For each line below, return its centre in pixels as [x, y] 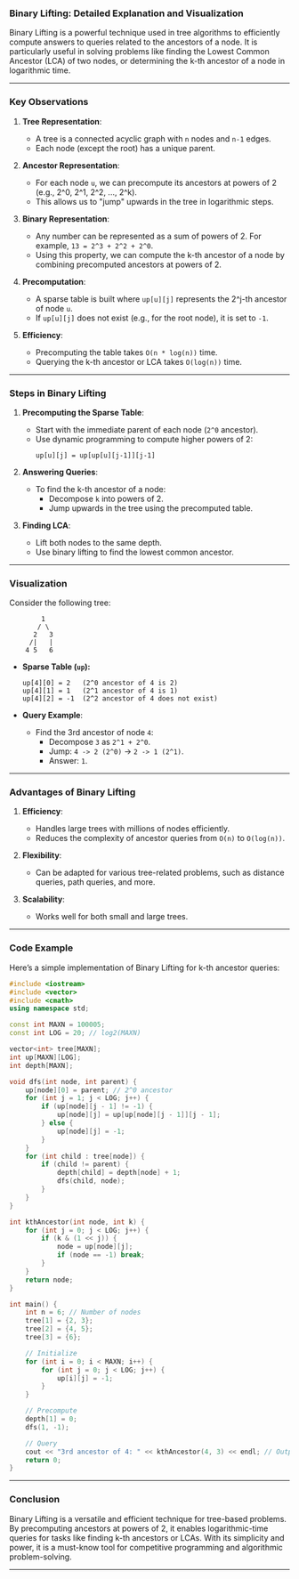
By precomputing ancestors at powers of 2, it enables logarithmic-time [139, 1528]
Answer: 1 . [68, 761]
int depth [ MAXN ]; [41, 1065]
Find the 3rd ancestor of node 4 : [94, 733]
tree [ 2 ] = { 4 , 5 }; [59, 1329]
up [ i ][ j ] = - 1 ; [85, 1378]
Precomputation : [54, 281]
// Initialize [51, 1353]
